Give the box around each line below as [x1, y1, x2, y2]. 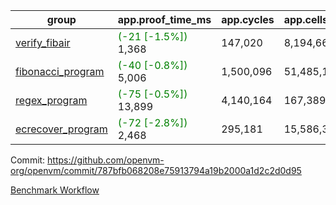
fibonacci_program [15, 65, 105, 78]
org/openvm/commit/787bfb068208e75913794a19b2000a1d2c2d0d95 [10, 165, 302, 176]
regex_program [15, 94, 88, 107]
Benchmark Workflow [10, 184, 100, 196]
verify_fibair [15, 36, 71, 49]
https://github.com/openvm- [47, 154, 165, 166]
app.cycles [221, 13, 275, 26]
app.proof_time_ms [117, 13, 212, 26]
